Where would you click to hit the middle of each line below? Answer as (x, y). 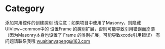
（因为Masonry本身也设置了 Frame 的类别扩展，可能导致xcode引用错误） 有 (83, 35)
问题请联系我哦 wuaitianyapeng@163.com (48, 41)
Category (25, 9)
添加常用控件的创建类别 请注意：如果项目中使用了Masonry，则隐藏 (73, 23)
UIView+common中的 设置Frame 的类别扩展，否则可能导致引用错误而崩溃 (80, 29)
